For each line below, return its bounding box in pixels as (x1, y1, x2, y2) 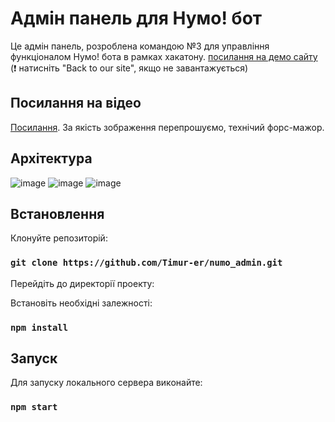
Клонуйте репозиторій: (10, 232, 108, 244)
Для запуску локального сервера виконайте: (10, 377, 203, 389)
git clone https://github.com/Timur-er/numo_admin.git (10, 257, 283, 269)
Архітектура (10, 150, 93, 167)
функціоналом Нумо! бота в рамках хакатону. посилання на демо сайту (10, 50, 318, 62)
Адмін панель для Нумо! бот (10, 7, 263, 30)
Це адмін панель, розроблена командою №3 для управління (10, 40, 270, 52)
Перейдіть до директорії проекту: (10, 277, 155, 289)
